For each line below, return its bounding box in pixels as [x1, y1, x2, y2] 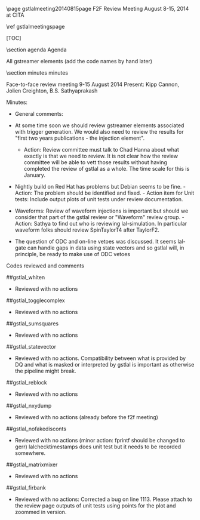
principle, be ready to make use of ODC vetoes [14, 251, 131, 257]
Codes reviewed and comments [6, 262, 85, 269]
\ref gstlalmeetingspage [6, 23, 65, 30]
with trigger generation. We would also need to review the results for [14, 128, 184, 135]
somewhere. [14, 450, 46, 456]
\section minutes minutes [6, 69, 69, 76]
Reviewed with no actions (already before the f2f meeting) [14, 414, 158, 420]
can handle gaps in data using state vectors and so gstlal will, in [27, 244, 184, 251]
